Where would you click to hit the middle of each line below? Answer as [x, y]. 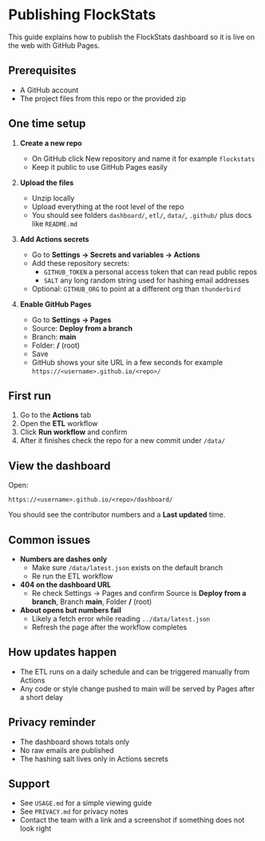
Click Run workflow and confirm [73, 432]
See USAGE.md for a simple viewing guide [86, 803]
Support [29, 784]
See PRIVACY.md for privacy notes [74, 811]
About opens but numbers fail [70, 610]
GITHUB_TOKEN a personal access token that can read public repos [150, 272]
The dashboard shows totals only [75, 742]
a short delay [42, 697]
